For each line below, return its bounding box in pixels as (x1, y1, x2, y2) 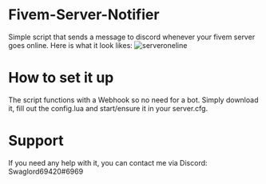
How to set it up (8, 69, 114, 87)
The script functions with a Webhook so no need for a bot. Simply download (8, 94, 259, 105)
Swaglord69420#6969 (8, 166, 84, 176)
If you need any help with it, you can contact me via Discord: (8, 158, 208, 167)
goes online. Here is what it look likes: (8, 40, 133, 50)
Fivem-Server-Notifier (8, 6, 160, 24)
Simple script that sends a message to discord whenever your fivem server (8, 32, 256, 42)
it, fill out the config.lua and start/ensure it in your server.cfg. (8, 103, 208, 113)
